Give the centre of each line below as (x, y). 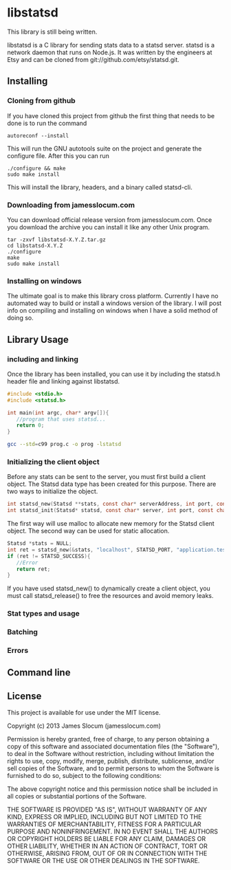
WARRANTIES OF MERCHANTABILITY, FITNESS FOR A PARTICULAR (104, 824)
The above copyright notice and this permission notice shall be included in (112, 789)
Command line (39, 672)
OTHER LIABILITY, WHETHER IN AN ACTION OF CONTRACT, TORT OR (107, 846)
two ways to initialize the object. (53, 491)
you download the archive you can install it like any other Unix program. (109, 227)
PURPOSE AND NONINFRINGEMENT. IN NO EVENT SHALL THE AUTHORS (113, 832)
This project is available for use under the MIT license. (84, 713)
